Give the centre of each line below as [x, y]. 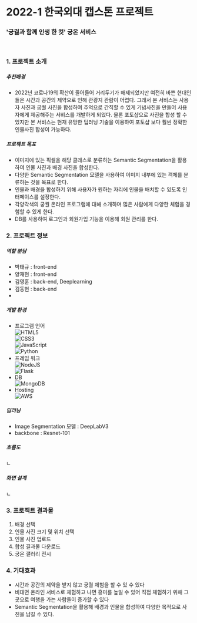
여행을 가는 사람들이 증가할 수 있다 [70, 599]
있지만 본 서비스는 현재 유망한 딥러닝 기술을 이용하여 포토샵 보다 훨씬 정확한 [101, 122]
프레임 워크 [27, 358]
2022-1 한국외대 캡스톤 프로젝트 [80, 12]
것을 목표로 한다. [49, 182]
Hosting [24, 390]
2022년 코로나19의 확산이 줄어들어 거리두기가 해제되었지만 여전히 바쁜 [95, 93]
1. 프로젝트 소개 [26, 61]
